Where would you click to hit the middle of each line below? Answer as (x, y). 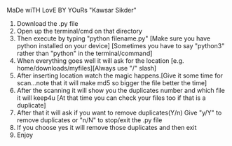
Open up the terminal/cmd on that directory (80, 31)
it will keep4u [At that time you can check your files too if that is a (111, 98)
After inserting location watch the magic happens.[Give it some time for (120, 75)
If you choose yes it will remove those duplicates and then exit (107, 127)
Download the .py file (47, 23)
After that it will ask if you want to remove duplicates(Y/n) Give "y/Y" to (119, 112)
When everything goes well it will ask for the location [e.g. (100, 61)
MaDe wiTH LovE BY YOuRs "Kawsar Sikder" (72, 10)
